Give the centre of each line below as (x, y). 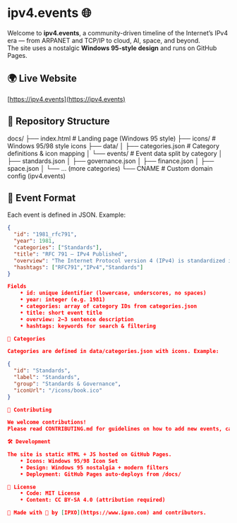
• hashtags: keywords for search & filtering (88, 326)
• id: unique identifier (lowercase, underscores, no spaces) (113, 293)
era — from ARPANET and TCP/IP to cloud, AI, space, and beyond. (104, 40)
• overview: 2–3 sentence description (77, 319)
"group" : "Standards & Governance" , (67, 384)
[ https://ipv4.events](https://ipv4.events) (66, 99)
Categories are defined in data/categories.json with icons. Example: (113, 351)
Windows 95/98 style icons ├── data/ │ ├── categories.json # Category (114, 145)
